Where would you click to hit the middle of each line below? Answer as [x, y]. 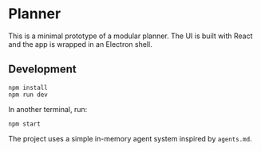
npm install [28, 87]
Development [43, 70]
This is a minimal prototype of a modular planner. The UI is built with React [130, 36]
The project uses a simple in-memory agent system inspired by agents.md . [130, 138]
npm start [25, 124]
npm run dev [28, 95]
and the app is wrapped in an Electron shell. [81, 44]
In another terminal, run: [48, 109]
